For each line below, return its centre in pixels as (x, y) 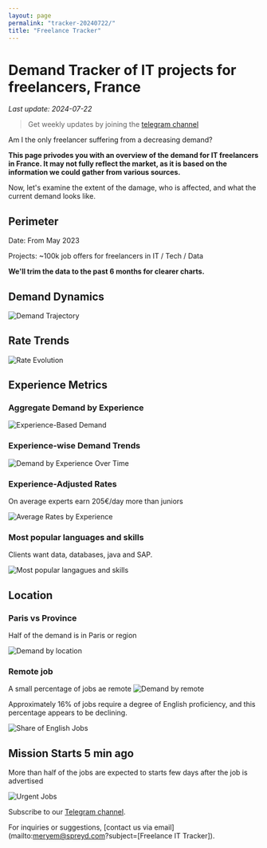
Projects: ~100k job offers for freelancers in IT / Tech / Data (106, 256)
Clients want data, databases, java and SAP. (80, 554)
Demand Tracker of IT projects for (122, 70)
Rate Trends (39, 341)
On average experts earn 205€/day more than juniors (96, 501)
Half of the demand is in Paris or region (73, 636)
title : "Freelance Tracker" (55, 30)
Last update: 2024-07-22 (50, 109)
